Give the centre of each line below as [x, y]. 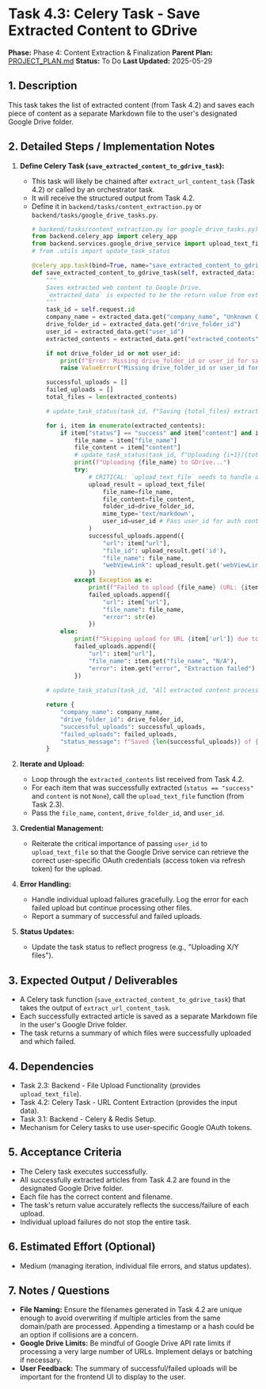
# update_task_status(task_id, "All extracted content [139, 691]
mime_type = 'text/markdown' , [149, 514]
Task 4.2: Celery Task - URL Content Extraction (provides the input [128, 1102]
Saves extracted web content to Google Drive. [124, 287]
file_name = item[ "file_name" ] [126, 440]
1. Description [43, 86]
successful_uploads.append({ [136, 536]
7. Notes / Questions [59, 1290]
